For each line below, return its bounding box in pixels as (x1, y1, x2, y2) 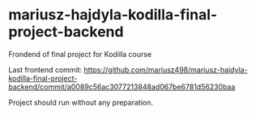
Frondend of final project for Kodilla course (8, 49, 152, 59)
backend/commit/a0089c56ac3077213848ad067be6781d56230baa (8, 82, 236, 92)
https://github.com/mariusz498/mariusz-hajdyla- (83, 64, 249, 74)
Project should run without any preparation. (8, 97, 154, 107)
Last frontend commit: (8, 64, 83, 74)
